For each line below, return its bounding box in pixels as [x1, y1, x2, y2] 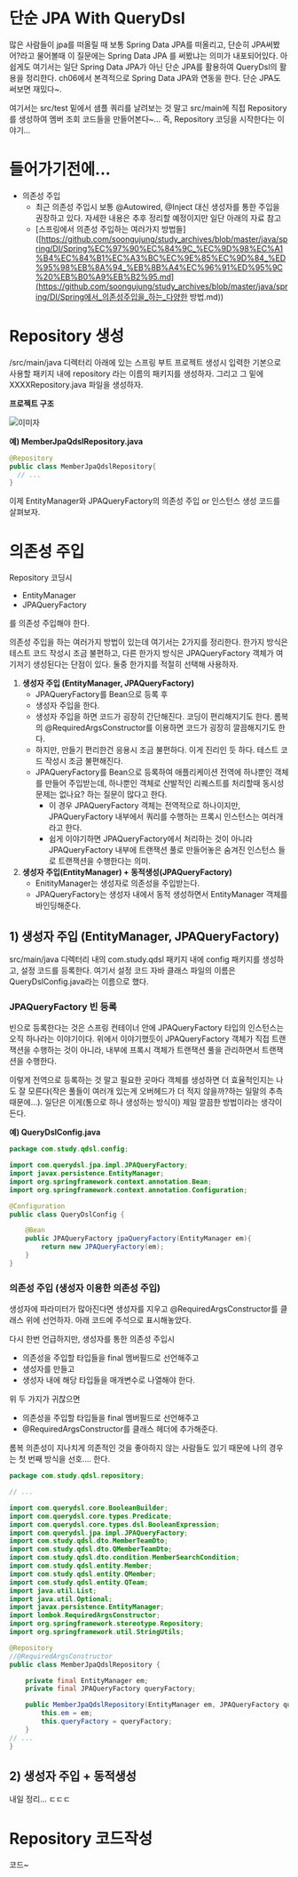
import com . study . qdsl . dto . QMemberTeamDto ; [9, 1544, 173, 1554]
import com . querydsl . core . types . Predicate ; [9, 1512, 173, 1520]
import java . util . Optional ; [9, 1594, 114, 1603]
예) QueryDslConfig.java [9, 1127, 101, 1138]
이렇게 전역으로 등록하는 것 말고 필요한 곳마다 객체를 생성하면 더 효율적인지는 [9, 1075, 275, 1086]
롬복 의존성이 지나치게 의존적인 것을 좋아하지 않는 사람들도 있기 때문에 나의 [9, 1442, 268, 1454]
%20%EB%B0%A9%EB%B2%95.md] [35, 271, 175, 282]
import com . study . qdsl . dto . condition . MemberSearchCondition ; [9, 1553, 240, 1562]
